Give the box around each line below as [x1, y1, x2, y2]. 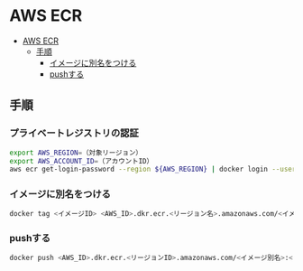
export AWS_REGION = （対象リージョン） [9, 148, 142, 157]
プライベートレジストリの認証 [9, 127, 140, 140]
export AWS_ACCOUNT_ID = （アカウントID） [9, 156, 154, 165]
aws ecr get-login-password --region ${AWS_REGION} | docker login [9, 164, 269, 174]
